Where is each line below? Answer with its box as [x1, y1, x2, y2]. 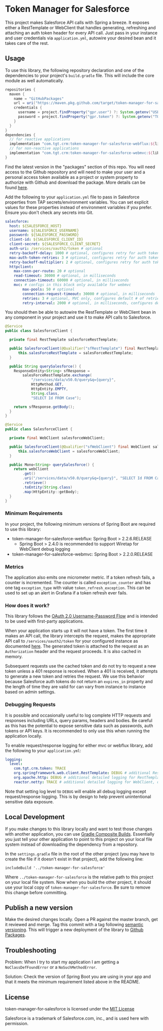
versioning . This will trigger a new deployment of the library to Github [5, 927, 144, 933]
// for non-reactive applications [9, 146, 79, 151]
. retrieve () [22, 480, 47, 485]
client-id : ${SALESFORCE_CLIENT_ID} [9, 237, 83, 242]
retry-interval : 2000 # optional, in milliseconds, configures [22, 301, 153, 305]
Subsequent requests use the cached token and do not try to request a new [5, 663, 156, 669]
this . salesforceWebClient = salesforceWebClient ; [17, 449, 120, 454]
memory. [5, 654, 23, 660]
